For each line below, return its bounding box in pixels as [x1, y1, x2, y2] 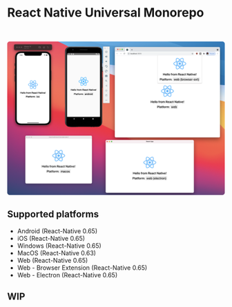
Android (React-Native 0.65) [17, 226, 98, 235]
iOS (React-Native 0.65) [17, 234, 85, 242]
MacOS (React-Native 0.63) [17, 248, 97, 257]
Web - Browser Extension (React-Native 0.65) [17, 264, 148, 272]
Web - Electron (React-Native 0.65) [17, 270, 118, 279]
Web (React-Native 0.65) [17, 256, 88, 264]
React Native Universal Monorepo [7, 5, 204, 21]
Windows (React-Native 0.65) [17, 241, 101, 250]
